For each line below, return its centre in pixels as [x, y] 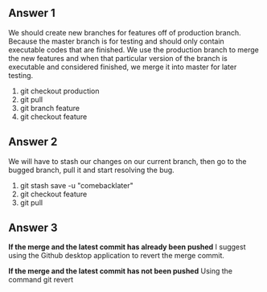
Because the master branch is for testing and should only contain [117, 41]
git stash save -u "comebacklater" [77, 185]
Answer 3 [33, 228]
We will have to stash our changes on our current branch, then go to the [127, 161]
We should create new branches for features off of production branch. [125, 32]
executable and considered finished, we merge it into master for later [123, 67]
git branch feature [50, 108]
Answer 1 [32, 13]
